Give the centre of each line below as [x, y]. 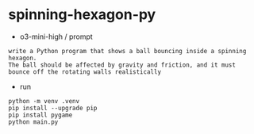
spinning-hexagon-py [82, 15]
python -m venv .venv [44, 101]
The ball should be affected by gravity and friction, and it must [122, 65]
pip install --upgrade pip [53, 108]
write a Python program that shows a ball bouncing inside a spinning [127, 51]
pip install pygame [40, 115]
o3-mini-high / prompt [56, 36]
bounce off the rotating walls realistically [85, 72]
